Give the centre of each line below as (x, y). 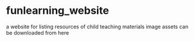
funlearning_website (58, 11)
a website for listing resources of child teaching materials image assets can (97, 27)
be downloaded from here (38, 32)
